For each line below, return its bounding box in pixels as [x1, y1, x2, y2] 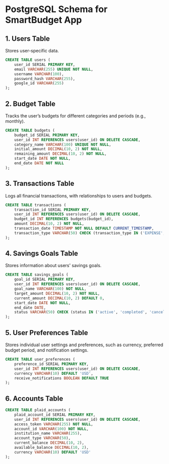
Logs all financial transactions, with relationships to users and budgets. [5, 192, 152, 198]
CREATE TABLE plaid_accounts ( [5, 408, 71, 413]
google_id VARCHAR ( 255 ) [14, 81, 64, 86]
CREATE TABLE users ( [5, 57, 51, 62]
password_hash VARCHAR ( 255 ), [14, 76, 75, 81]
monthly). [5, 118, 25, 124]
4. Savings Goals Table [5, 249, 78, 258]
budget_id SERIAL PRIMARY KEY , [14, 132, 80, 138]
